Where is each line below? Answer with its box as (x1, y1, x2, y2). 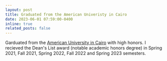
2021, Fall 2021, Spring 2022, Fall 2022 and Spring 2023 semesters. (5, 50, 146, 56)
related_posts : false (5, 26, 51, 31)
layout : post (5, 7, 33, 12)
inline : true (5, 21, 33, 26)
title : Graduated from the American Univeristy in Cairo (5, 12, 127, 17)
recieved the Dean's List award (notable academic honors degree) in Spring (5, 45, 162, 51)
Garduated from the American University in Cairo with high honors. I (5, 39, 146, 45)
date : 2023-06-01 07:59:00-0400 (5, 16, 73, 21)
